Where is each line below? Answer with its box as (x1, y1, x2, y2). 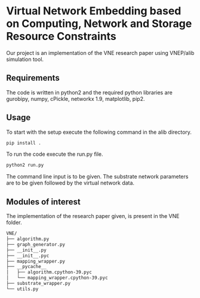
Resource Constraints (6, 30, 116, 43)
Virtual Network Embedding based (6, 4, 181, 18)
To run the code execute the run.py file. (6, 150, 103, 158)
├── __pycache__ (6, 264, 47, 270)
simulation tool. (6, 56, 44, 63)
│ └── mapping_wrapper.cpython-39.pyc (6, 275, 109, 281)
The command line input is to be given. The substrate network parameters (6, 173, 189, 180)
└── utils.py (6, 285, 39, 292)
